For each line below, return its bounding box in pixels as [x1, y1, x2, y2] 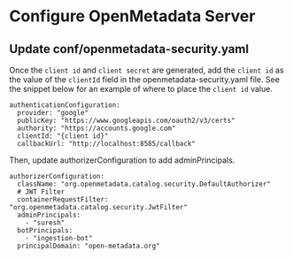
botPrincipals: [17, 226, 73, 235]
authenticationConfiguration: [9, 101, 121, 110]
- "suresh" [25, 218, 66, 227]
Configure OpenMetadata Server [9, 6, 256, 27]
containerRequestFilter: [17, 195, 109, 204]
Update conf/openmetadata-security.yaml [9, 42, 250, 57]
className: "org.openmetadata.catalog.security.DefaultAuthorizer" [17, 179, 272, 188]
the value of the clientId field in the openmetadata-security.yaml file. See [9, 74, 281, 85]
